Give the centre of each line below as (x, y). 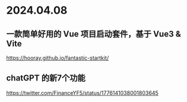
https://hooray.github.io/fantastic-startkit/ (58, 58)
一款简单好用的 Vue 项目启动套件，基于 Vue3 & (94, 34)
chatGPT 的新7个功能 (46, 78)
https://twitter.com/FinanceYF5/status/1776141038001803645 (82, 92)
